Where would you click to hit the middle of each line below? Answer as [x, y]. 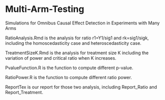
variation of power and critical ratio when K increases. [61, 58]
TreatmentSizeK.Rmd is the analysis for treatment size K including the [77, 53]
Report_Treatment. [24, 92]
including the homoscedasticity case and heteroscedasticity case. [73, 43]
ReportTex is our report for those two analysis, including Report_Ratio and [81, 87]
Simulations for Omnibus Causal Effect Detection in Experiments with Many [82, 23]
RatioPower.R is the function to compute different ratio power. [69, 77]
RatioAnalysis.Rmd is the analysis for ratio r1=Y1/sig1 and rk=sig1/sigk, [77, 38]
